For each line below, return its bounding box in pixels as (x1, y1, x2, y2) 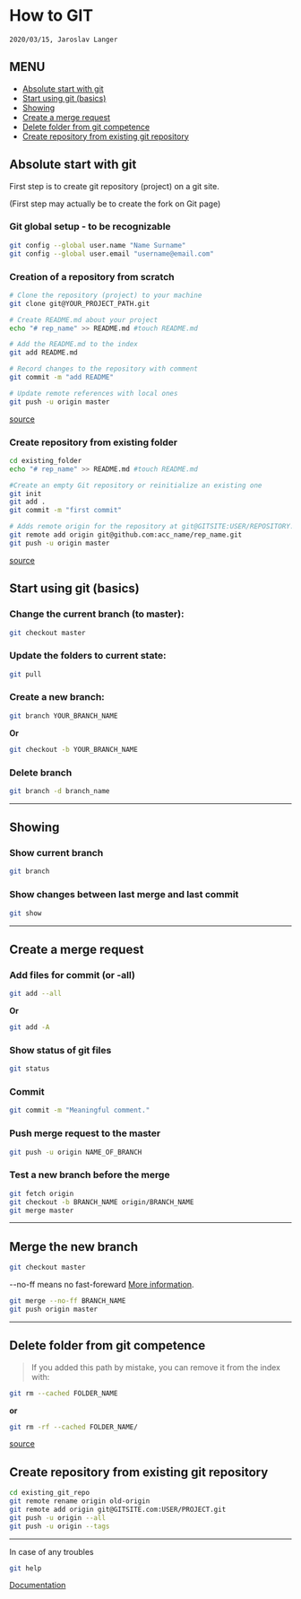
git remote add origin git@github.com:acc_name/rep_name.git (9, 530, 243, 539)
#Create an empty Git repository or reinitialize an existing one (9, 481, 262, 490)
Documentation (9, 1580, 66, 1591)
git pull (9, 669, 42, 678)
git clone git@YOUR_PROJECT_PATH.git (9, 299, 150, 308)
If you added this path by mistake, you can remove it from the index (30, 1361, 280, 1373)
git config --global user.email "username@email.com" (9, 249, 215, 258)
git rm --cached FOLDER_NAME (9, 1388, 118, 1398)
